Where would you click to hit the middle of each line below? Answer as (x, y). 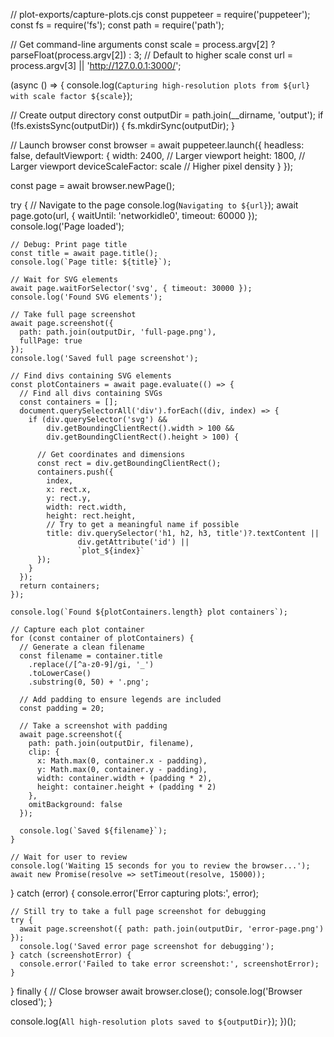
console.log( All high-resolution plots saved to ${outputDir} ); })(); (153, 1021)
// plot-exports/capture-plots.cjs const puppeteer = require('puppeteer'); (160, 14)
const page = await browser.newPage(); (92, 185)
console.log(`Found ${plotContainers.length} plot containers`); (149, 612)
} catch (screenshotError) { (71, 955)
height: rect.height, (91, 516)
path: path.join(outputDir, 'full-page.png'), (118, 332)
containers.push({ (75, 472)
